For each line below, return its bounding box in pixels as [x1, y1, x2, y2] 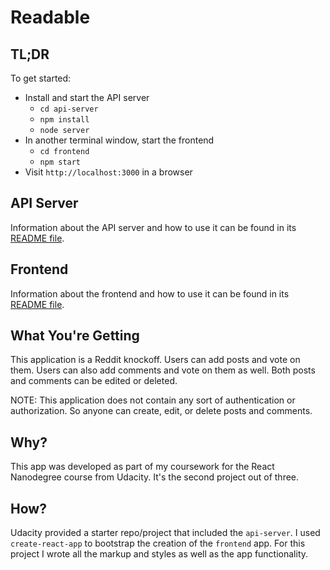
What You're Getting [10, 327, 140, 345]
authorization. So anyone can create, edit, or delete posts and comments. [10, 405, 313, 417]
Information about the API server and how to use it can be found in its [10, 221, 297, 233]
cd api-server [39, 104, 99, 114]
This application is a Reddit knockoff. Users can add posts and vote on [10, 354, 301, 366]
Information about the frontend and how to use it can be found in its [10, 287, 290, 300]
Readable [10, 6, 91, 29]
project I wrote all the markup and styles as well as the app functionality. [10, 548, 309, 560]
